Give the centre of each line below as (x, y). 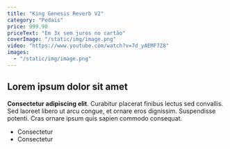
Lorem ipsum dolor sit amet (68, 87)
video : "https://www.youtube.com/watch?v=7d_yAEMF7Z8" (88, 46)
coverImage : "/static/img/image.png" (62, 40)
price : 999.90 (28, 26)
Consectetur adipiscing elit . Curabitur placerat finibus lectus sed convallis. (115, 103)
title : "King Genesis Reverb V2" (56, 14)
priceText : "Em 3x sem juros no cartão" (67, 33)
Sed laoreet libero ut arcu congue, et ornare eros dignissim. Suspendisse (112, 111)
